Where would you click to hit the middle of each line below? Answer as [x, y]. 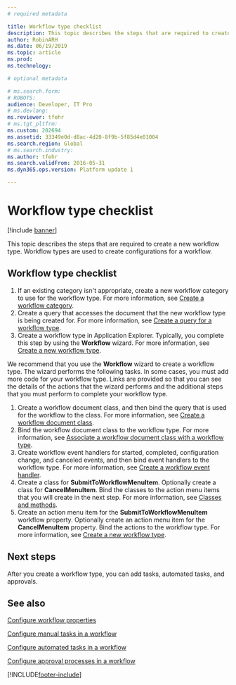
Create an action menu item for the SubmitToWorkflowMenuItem [112, 512]
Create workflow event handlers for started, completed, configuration [118, 452]
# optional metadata [38, 78]
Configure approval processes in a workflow [71, 661]
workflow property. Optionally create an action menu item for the [111, 520]
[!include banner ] [32, 230]
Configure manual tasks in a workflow [62, 634]
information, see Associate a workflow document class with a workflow [120, 437]
